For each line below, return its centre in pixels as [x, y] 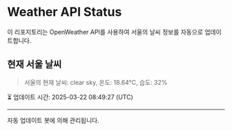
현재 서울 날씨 [35, 64]
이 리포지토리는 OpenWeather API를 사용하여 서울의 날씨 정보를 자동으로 [105, 32]
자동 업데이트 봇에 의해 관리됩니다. [53, 120]
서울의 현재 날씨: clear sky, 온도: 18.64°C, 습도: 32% [96, 82]
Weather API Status [65, 12]
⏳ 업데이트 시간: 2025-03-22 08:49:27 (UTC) [70, 97]
